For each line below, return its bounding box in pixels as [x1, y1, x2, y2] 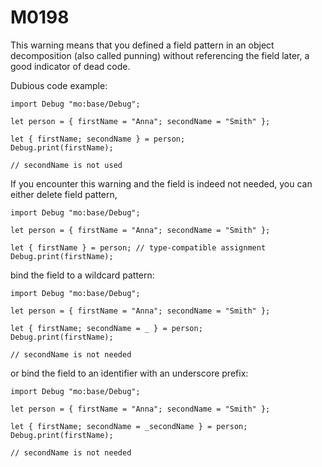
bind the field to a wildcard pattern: [10, 269, 155, 281]
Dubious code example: [10, 79, 108, 91]
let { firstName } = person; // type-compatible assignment [10, 242, 267, 253]
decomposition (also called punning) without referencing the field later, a [10, 49, 310, 61]
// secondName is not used [10, 160, 123, 170]
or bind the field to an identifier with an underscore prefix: [10, 367, 249, 379]
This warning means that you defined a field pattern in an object [10, 39, 275, 51]
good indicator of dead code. [10, 60, 131, 72]
